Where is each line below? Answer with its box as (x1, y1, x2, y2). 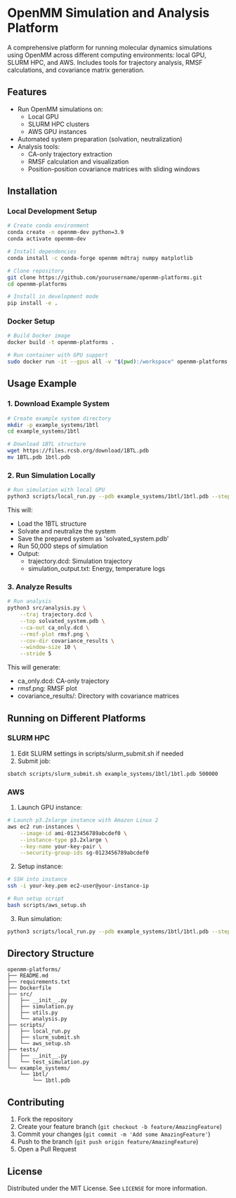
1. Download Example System (7, 399, 110, 409)
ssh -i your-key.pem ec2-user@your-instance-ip (7, 882, 150, 889)
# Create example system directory (7, 414, 112, 422)
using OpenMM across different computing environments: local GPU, (7, 51, 206, 59)
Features (7, 86, 47, 98)
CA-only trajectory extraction (27, 149, 112, 158)
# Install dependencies (7, 248, 77, 255)
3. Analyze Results (7, 581, 72, 591)
